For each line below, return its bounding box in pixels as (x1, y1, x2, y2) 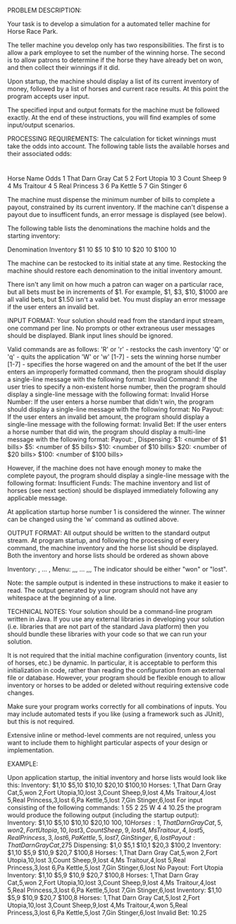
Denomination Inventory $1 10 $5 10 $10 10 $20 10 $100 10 (7, 245, 177, 254)
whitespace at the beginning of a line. (7, 593, 117, 603)
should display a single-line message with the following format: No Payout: (7, 405, 224, 414)
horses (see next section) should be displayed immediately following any (7, 487, 218, 495)
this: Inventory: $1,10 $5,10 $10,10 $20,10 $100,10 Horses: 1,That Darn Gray (7, 781, 222, 790)
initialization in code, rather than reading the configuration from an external (7, 666, 225, 675)
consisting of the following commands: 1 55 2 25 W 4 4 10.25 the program (7, 803, 222, 812)
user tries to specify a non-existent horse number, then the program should (7, 383, 226, 391)
